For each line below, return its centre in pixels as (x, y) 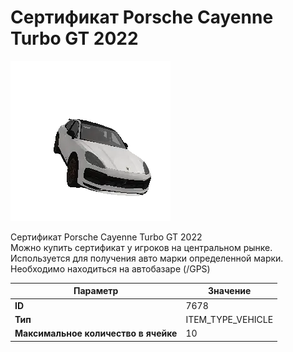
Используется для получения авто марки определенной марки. (147, 258)
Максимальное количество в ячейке (96, 333)
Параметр (96, 291)
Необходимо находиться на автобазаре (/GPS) (110, 268)
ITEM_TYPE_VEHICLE (229, 319)
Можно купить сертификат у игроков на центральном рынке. (141, 247)
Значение (230, 291)
